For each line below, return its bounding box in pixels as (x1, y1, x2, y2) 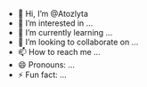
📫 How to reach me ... (17, 47, 101, 57)
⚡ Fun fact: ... (17, 69, 67, 80)
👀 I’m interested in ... (17, 18, 94, 28)
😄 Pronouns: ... (17, 59, 76, 70)
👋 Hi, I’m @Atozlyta (17, 9, 89, 19)
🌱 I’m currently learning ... (17, 28, 113, 37)
